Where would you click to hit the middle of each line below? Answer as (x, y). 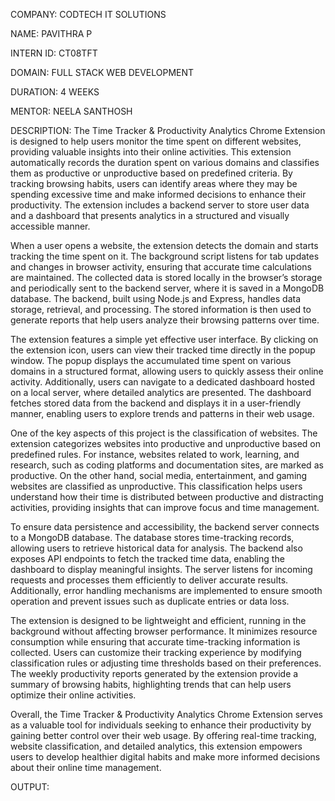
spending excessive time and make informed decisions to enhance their (158, 194)
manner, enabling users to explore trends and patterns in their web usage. (162, 413)
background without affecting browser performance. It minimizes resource (164, 631)
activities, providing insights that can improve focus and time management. (165, 507)
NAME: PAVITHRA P (51, 33)
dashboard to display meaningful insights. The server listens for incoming (161, 569)
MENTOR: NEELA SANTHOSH (71, 111)
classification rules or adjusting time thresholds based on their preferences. (166, 663)
